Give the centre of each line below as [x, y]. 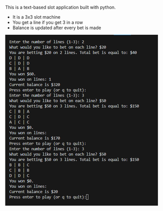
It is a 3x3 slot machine [36, 17]
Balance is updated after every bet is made [57, 28]
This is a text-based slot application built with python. [61, 7]
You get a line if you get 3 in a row [48, 22]
